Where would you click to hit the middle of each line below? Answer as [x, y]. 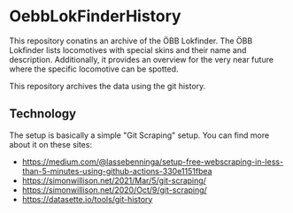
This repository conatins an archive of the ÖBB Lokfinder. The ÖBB [131, 41]
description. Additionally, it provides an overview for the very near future [142, 59]
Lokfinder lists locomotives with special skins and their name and [128, 49]
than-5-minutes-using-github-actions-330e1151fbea [117, 171]
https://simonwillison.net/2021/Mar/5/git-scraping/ [114, 180]
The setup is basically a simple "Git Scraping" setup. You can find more [139, 135]
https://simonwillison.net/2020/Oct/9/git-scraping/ [115, 190]
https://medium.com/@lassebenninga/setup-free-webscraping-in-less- [153, 162]
